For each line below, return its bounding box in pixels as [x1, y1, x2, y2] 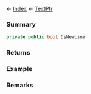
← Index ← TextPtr [6, 5, 53, 12]
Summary [6, 20, 36, 29]
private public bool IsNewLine [6, 34, 86, 40]
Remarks [6, 81, 33, 89]
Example [6, 65, 33, 73]
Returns [6, 49, 30, 57]
